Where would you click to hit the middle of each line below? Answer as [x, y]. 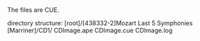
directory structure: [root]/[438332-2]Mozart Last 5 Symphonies [100, 23]
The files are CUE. [33, 10]
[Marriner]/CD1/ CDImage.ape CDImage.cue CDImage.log [90, 30]
